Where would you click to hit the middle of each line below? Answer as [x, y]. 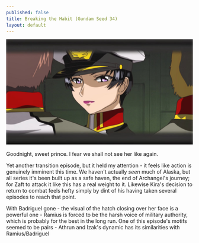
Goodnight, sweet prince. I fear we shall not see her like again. [82, 154]
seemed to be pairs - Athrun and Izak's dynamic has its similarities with [93, 227]
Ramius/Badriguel [28, 234]
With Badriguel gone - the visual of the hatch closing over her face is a [92, 208]
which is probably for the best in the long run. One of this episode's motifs [97, 221]
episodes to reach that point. [41, 197]
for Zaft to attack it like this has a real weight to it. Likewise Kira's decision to [99, 184]
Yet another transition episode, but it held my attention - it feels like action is [99, 165]
